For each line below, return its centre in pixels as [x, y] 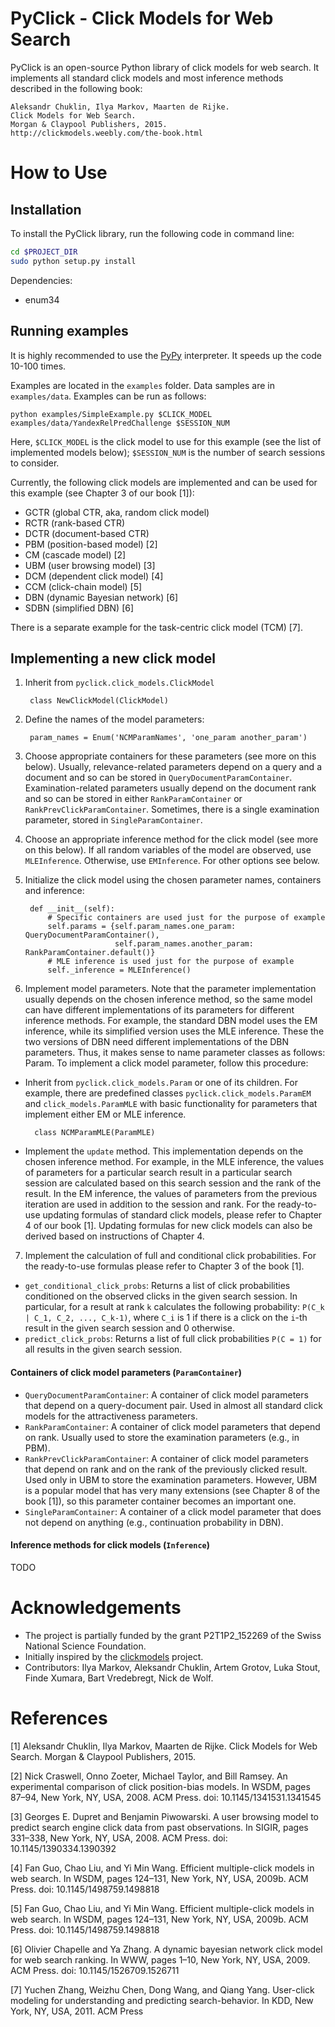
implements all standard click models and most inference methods [147, 78]
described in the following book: [76, 88]
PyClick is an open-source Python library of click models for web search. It [165, 67]
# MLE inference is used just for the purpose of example [171, 962]
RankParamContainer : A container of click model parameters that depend [172, 1426]
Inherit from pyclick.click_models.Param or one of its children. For [161, 1083]
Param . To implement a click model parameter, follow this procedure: [166, 1063]
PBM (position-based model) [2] [91, 544]
